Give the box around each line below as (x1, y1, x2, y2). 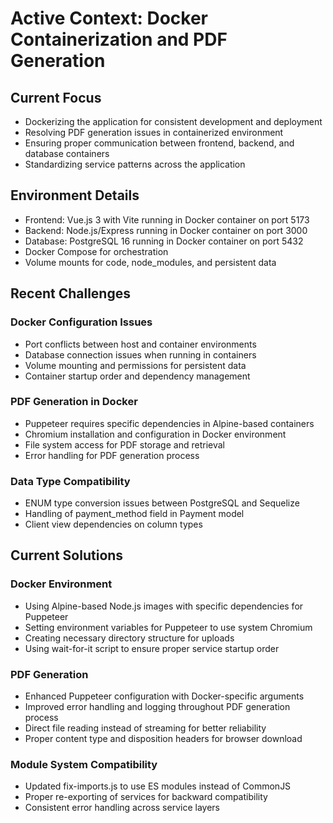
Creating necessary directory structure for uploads (24, 632, 235, 644)
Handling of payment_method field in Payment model (24, 508, 245, 520)
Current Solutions (10, 547, 124, 564)
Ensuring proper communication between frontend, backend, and (24, 137, 295, 149)
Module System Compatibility (10, 758, 158, 771)
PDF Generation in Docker (10, 395, 138, 409)
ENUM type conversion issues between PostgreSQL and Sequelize (24, 497, 300, 509)
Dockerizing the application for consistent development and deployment (24, 116, 323, 127)
